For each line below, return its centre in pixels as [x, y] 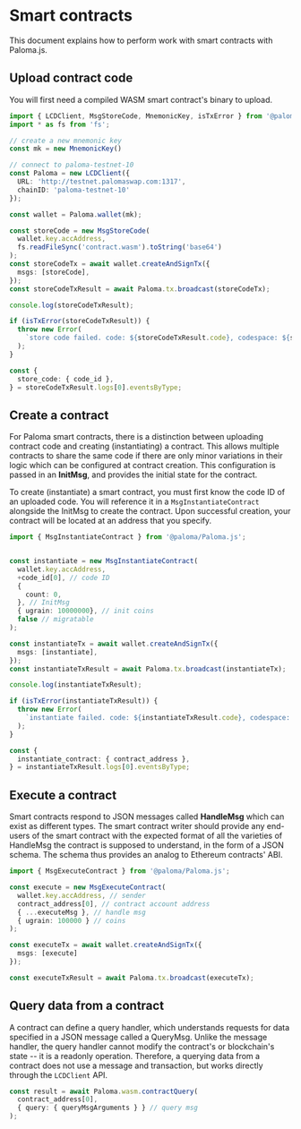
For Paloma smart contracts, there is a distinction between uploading [137, 437]
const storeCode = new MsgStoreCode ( [80, 231]
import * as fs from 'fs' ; [60, 124]
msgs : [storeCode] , [54, 272]
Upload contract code [71, 78]
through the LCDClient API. [59, 1074]
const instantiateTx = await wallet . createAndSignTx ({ [114, 644]
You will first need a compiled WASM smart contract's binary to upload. [141, 99]
